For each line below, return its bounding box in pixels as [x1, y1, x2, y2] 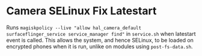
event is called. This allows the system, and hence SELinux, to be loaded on [6, 36, 194, 43]
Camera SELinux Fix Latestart [6, 4, 157, 18]
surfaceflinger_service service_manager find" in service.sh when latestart [6, 30, 197, 37]
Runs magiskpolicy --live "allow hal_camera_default [6, 24, 142, 31]
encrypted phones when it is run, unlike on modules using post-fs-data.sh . [6, 43, 194, 50]
